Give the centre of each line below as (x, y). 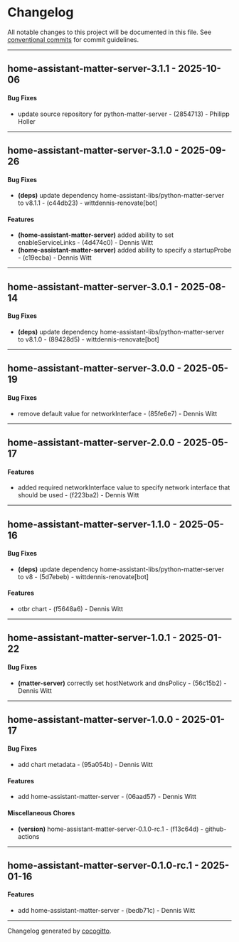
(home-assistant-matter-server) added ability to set (96, 235)
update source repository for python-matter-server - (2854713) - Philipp (123, 114)
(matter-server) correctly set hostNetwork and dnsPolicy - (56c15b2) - (122, 683)
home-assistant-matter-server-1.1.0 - (92, 524)
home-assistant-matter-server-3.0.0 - (95, 368)
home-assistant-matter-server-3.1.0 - (93, 150)
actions (28, 836)
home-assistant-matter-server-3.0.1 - (93, 286)
